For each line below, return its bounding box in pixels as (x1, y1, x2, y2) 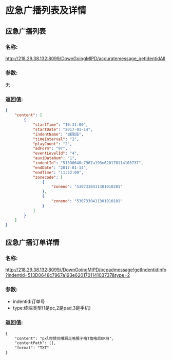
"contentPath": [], (14, 340, 56, 346)
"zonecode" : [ (32, 175, 63, 180)
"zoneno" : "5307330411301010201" (51, 184, 123, 190)
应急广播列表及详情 (5, 5, 87, 16)
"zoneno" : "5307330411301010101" (51, 199, 123, 204)
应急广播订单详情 (5, 238, 60, 247)
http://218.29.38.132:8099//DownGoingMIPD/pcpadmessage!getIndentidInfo (5, 267, 167, 273)
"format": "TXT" (14, 345, 50, 351)
